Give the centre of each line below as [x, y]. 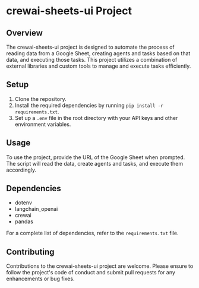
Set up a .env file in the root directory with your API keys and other [96, 118]
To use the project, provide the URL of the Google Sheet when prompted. [96, 157]
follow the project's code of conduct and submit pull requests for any [91, 273]
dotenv [23, 202]
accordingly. [21, 170]
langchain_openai [36, 209]
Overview [25, 33]
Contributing [30, 251]
